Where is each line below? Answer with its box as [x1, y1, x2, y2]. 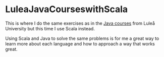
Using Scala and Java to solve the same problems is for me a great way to [5, 35, 159, 41]
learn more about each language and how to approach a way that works [5, 40, 155, 46]
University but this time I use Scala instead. [5, 25, 95, 31]
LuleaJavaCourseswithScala [5, 4, 128, 15]
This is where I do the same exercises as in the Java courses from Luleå [5, 20, 155, 26]
